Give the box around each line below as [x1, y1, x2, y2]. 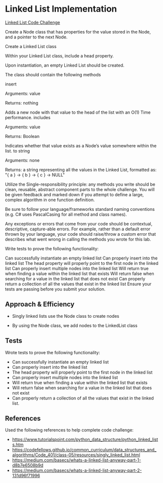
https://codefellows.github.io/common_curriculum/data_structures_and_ [12, 447, 157, 453]
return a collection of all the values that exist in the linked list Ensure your [5, 281, 152, 287]
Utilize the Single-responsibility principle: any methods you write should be [5, 181, 156, 187]
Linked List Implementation [5, 3, 117, 15]
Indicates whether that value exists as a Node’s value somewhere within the [5, 142, 157, 149]
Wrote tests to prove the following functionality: [5, 349, 100, 355]
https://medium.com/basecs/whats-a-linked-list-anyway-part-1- [12, 457, 141, 463]
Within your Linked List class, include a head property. [5, 52, 114, 59]
